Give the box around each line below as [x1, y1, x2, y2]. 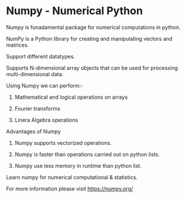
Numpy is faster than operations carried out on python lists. [14, 151, 160, 158]
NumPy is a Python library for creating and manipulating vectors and [6, 35, 173, 42]
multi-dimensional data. [6, 70, 64, 77]
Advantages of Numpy [6, 128, 61, 135]
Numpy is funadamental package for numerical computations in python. [6, 24, 181, 31]
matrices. [6, 41, 30, 48]
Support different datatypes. [6, 53, 76, 60]
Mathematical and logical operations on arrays [14, 93, 128, 100]
